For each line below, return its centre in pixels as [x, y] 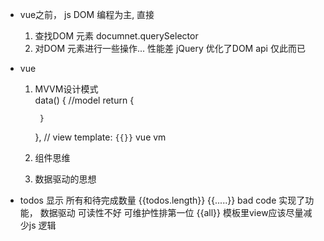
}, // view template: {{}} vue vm [100, 137]
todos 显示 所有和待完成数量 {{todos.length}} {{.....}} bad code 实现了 [162, 200]
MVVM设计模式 [66, 89]
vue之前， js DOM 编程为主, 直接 [87, 14]
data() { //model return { [84, 100]
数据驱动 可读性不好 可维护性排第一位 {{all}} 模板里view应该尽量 [171, 212]
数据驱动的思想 [65, 179]
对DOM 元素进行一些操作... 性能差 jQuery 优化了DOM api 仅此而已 [170, 48]
